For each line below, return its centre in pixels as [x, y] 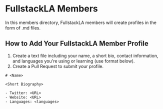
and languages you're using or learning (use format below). [73, 61]
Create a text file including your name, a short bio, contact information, [85, 55]
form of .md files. [23, 27]
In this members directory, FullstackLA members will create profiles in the [81, 22]
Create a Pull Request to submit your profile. [58, 66]
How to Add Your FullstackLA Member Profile [77, 44]
